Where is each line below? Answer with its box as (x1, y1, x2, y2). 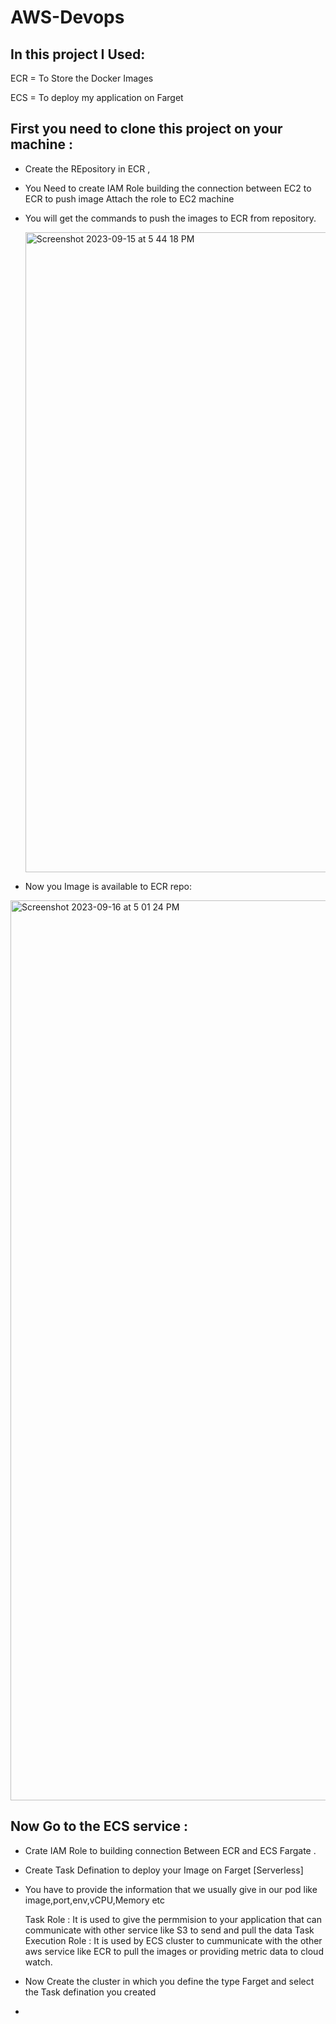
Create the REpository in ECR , (24, 162, 151, 175)
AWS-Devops (10, 6, 125, 29)
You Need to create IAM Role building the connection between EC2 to (24, 182, 312, 194)
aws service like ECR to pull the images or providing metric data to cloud (24, 1945, 324, 1957)
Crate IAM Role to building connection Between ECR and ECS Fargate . (24, 1844, 317, 1856)
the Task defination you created (24, 1986, 157, 1998)
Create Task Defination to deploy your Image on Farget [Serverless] (24, 1864, 304, 1876)
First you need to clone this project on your (10, 121, 283, 138)
